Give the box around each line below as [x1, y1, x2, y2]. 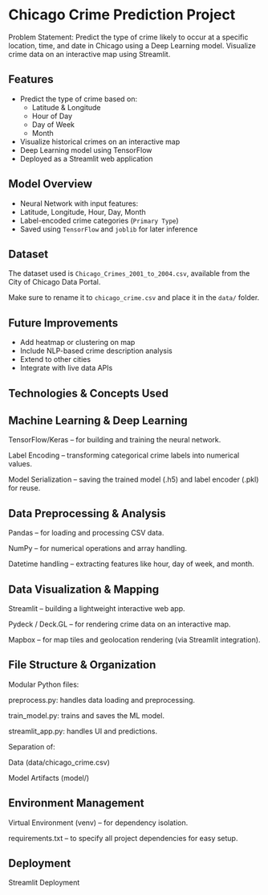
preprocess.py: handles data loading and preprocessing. [8, 695, 195, 704]
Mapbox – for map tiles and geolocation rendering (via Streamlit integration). [8, 635, 261, 645]
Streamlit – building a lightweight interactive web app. [8, 604, 185, 614]
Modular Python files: [8, 679, 79, 689]
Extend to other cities [19, 355, 91, 364]
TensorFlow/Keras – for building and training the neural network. [8, 435, 221, 445]
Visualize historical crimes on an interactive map [19, 137, 181, 146]
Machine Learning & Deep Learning [8, 413, 189, 427]
